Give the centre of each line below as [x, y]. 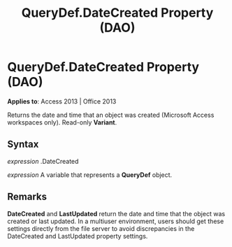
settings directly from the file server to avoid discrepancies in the [101, 228]
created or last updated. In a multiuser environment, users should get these [116, 221]
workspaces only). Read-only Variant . [62, 122]
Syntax [23, 144]
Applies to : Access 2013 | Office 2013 [62, 101]
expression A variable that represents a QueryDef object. [90, 175]
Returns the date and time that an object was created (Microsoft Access [111, 115]
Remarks [27, 197]
